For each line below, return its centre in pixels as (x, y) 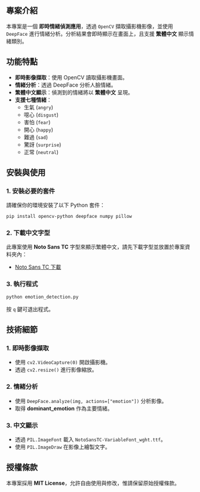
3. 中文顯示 (22, 425)
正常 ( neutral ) (41, 152)
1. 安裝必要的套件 (31, 191)
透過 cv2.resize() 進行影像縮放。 (56, 370)
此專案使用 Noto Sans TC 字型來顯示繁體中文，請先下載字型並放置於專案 (96, 247)
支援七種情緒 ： (33, 100)
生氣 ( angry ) (39, 107)
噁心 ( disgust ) (41, 115)
